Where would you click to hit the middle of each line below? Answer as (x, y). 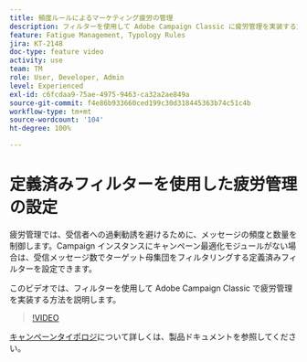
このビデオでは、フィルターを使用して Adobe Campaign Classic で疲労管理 (151, 288)
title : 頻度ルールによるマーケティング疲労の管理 (91, 18)
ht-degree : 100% (40, 129)
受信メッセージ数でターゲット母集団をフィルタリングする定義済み (157, 257)
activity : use (37, 60)
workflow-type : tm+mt (51, 112)
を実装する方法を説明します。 (65, 299)
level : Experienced (47, 86)
